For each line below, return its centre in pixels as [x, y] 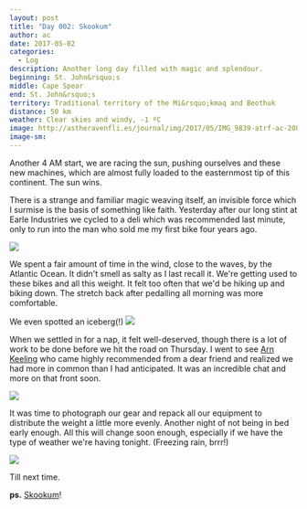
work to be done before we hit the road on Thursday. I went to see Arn [142, 349]
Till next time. [35, 477]
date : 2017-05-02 [42, 43]
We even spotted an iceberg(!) [67, 322]
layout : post [34, 18]
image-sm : [28, 137]
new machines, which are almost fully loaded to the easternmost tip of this [150, 172]
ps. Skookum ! [36, 494]
